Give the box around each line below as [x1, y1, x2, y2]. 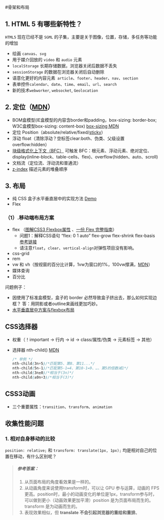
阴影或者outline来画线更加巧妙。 [35, 301, 100, 307]
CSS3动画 [5, 390, 36, 398]
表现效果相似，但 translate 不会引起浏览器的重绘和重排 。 [24, 510, 140, 516]
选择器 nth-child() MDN [12, 347, 60, 353]
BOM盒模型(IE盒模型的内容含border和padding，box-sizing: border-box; [12, 117, 157, 123]
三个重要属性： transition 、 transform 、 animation [12, 404, 113, 410]
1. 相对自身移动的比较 [5, 436, 55, 442]
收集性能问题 [5, 419, 44, 428]
